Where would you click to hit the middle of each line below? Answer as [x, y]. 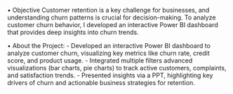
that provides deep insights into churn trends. [73, 32]
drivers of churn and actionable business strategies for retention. [101, 83]
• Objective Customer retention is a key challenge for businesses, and [108, 10]
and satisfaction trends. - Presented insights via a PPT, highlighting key [110, 75]
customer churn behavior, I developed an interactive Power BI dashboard [113, 25]
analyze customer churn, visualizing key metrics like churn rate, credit [109, 53]
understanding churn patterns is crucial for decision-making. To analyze [112, 17]
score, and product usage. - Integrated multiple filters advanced [100, 61]
